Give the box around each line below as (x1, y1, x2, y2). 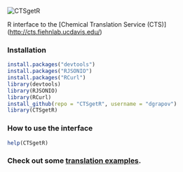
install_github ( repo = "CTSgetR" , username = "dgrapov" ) (7, 100, 177, 107)
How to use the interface (7, 124, 93, 133)
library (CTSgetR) (7, 107, 58, 114)
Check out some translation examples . (7, 156, 142, 166)
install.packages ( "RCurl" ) (7, 74, 86, 81)
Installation (7, 45, 47, 55)
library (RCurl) (7, 93, 52, 101)
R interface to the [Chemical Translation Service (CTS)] (7, 20, 167, 28)
